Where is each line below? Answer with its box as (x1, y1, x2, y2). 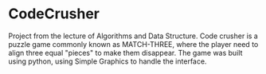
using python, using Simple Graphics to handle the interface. (8, 56, 207, 66)
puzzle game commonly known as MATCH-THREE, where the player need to (8, 39, 259, 49)
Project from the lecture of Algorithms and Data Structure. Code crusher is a (8, 31, 259, 41)
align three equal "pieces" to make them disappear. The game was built (8, 48, 243, 57)
